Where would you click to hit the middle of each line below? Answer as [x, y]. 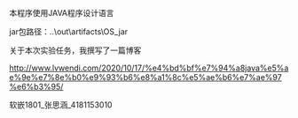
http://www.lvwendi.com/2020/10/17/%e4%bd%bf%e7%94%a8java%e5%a [149, 68]
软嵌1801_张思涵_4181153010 [61, 105]
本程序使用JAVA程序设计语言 [62, 13]
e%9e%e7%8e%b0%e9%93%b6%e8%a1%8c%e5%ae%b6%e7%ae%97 [145, 77]
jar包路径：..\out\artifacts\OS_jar [69, 32]
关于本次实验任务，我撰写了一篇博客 [75, 50]
